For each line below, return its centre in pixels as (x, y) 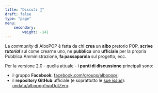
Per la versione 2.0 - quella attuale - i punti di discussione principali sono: (79, 66)
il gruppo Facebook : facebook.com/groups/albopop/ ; (65, 75)
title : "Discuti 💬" (25, 9)
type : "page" (18, 19)
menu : (10, 23)
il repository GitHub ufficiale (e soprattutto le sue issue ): (69, 80)
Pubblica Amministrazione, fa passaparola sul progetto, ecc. (66, 56)
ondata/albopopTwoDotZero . (41, 85)
